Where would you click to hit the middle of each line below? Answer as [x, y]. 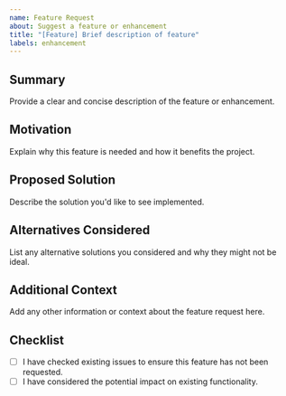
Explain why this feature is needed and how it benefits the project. [132, 151]
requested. [42, 372]
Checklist [37, 340]
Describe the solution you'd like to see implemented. [107, 202]
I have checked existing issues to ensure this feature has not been [145, 362]
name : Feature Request [52, 18]
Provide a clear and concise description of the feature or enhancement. [142, 101]
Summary [37, 79]
